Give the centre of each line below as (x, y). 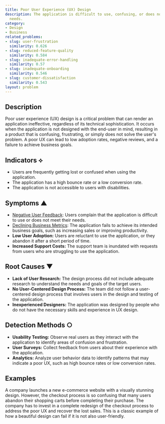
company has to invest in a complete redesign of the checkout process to (79, 406)
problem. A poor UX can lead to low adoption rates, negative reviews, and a (82, 140)
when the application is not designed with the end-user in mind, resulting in (82, 129)
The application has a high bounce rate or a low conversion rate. (77, 182)
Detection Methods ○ (39, 325)
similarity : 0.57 (27, 64)
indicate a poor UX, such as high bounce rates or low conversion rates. (84, 363)
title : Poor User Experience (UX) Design (48, 10)
